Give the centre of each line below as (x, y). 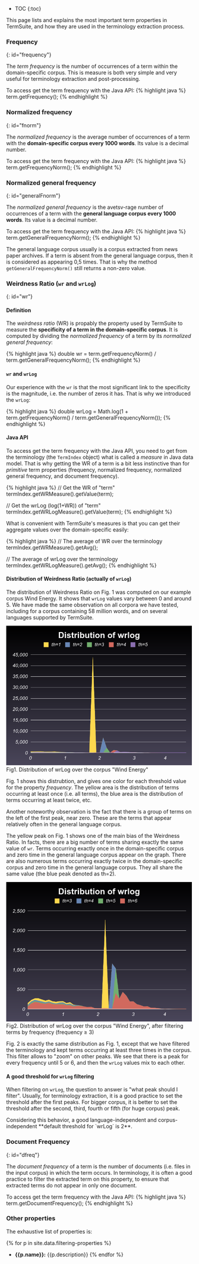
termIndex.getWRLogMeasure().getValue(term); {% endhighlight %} (89, 512)
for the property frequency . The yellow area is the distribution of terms (93, 787)
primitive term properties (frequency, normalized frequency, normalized (94, 470)
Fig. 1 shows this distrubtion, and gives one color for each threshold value (96, 781)
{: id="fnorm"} (24, 125)
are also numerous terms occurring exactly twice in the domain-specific (94, 861)
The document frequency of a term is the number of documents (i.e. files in (98, 1166)
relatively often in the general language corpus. (64, 824)
